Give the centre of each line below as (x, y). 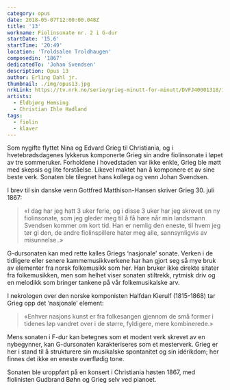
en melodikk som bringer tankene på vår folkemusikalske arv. (93, 283)
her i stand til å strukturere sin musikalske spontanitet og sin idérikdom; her (113, 352)
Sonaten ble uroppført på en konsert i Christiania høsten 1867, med (101, 372)
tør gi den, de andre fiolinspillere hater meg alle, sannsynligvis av (115, 233)
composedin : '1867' (35, 58)
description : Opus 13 (38, 71)
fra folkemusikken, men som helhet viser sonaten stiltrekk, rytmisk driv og (111, 275)
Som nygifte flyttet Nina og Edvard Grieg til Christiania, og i (90, 148)
